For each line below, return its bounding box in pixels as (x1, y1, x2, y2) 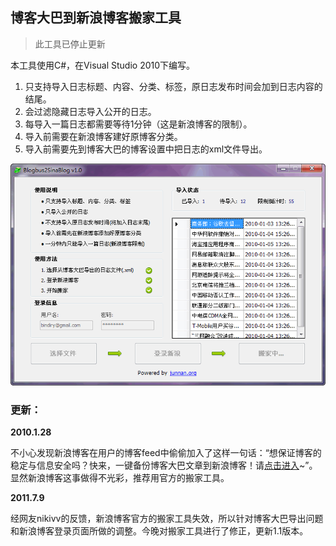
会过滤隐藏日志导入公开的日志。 (24, 105, 157, 117)
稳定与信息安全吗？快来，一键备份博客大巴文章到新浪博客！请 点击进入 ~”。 (10, 459, 318, 472)
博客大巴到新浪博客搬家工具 (10, 9, 182, 27)
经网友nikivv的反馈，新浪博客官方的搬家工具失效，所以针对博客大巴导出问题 (10, 513, 324, 525)
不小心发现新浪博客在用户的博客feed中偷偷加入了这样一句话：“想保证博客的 (10, 447, 322, 459)
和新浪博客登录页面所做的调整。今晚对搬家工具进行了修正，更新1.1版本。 (10, 525, 309, 537)
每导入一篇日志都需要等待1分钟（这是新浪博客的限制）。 (24, 118, 253, 130)
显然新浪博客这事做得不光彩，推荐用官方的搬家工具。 (10, 472, 230, 484)
